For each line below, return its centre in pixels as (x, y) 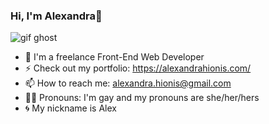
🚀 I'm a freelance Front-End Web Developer (114, 57)
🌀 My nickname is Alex (70, 108)
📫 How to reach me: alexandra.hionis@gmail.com (128, 83)
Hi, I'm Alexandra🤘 (56, 16)
